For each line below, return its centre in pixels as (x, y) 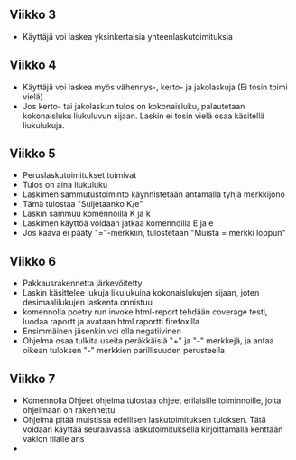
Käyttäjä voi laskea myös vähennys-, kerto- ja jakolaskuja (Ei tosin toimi (155, 87)
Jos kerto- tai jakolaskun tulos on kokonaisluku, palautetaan (134, 106)
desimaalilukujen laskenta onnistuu (88, 303)
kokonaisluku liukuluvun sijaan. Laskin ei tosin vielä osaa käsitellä (143, 116)
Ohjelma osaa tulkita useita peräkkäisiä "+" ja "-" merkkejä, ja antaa (148, 341)
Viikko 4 (33, 66)
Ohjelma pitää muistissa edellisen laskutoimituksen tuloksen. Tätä (144, 420)
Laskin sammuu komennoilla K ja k (86, 214)
